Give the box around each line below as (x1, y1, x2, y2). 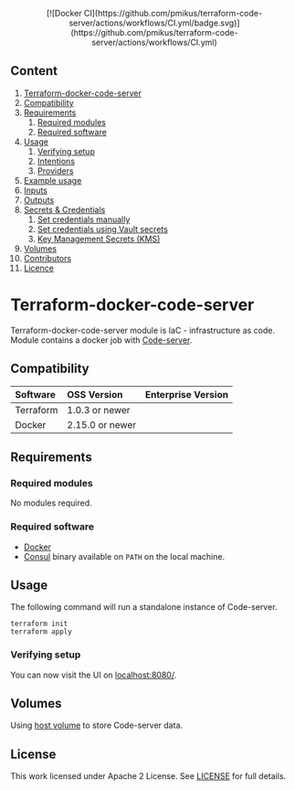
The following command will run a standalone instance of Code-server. (10, 602, 278, 613)
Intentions (37, 155, 76, 166)
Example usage (23, 175, 82, 186)
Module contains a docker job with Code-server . (10, 334, 193, 346)
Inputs (23, 185, 48, 196)
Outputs (23, 194, 55, 205)
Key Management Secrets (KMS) (37, 233, 161, 244)
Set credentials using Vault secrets (37, 223, 168, 234)
